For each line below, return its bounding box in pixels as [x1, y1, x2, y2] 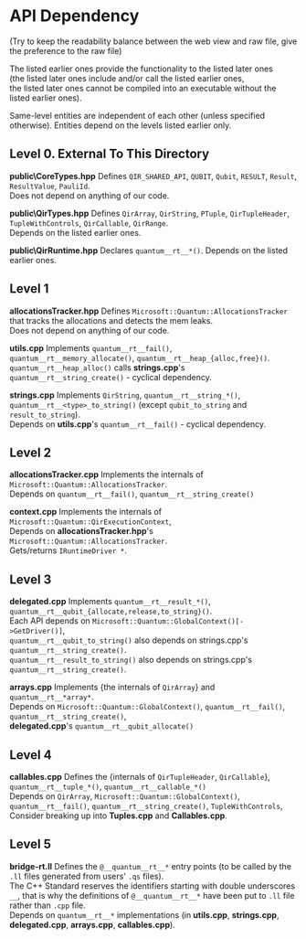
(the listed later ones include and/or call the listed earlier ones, [9, 72, 245, 83]
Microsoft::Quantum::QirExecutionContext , [9, 516, 172, 527]
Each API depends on [9, 615, 91, 626]
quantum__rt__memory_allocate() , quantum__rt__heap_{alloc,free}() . [9, 352, 270, 363]
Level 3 [9, 571, 52, 587]
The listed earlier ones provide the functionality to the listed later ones [9, 63, 274, 74]
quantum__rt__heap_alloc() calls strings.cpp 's [9, 362, 185, 373]
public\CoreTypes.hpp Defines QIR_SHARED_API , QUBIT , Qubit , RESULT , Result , [9, 170, 297, 181]
